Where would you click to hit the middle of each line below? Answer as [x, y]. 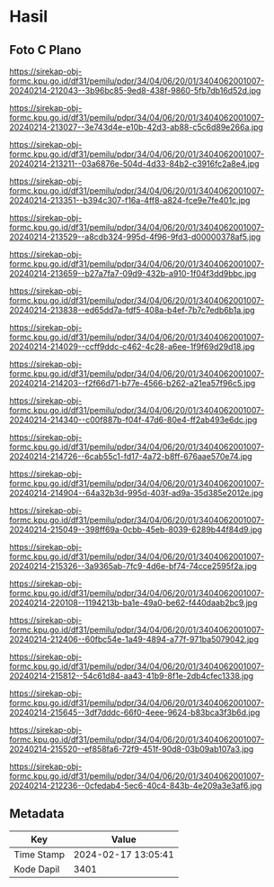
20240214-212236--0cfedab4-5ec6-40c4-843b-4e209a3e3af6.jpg [136, 786]
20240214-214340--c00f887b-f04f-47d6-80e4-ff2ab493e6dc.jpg [133, 420]
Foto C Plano [45, 50]
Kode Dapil [37, 869]
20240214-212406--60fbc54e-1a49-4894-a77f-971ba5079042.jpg [134, 639]
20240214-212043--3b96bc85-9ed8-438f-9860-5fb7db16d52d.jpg [135, 91]
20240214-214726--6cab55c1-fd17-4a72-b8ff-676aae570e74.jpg [131, 456]
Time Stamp [40, 855]
